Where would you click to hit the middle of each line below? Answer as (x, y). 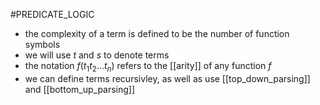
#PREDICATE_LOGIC (52, 14)
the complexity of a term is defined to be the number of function (157, 33)
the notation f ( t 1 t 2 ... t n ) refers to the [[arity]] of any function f (148, 67)
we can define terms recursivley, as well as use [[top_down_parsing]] (167, 78)
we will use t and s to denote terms (97, 55)
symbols (42, 44)
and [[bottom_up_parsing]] (80, 89)
